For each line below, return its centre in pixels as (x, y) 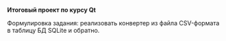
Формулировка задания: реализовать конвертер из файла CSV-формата (113, 23)
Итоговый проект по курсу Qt (51, 10)
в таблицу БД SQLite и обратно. (53, 30)
